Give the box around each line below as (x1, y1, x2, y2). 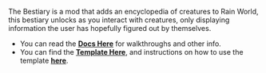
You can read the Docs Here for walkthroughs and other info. (19, 39, 221, 48)
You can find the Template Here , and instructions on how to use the (19, 48, 244, 56)
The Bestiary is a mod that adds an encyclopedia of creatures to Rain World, (8, 7, 259, 16)
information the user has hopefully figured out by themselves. (8, 24, 212, 33)
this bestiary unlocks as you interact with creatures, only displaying (8, 15, 230, 25)
